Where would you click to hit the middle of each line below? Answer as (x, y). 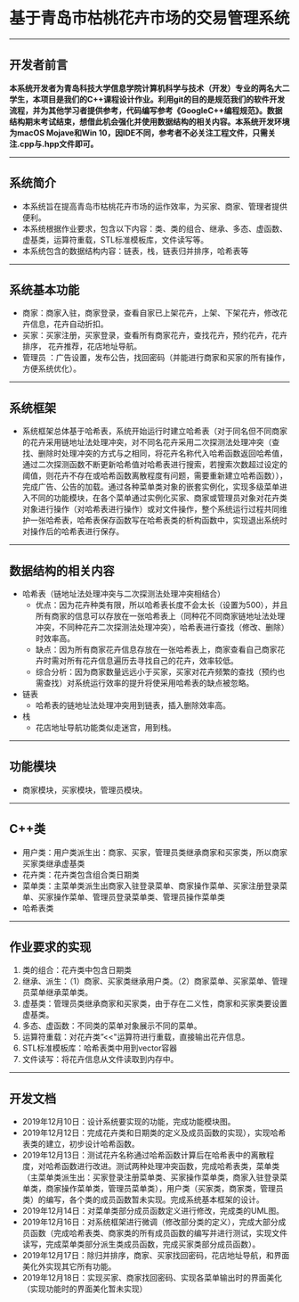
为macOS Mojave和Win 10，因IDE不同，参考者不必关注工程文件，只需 (139, 132)
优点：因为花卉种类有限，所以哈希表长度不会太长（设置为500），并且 (162, 605)
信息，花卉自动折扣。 (69, 324)
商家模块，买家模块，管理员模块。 (85, 789)
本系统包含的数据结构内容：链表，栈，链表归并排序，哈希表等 (135, 251)
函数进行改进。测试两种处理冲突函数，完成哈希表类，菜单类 (170, 1166)
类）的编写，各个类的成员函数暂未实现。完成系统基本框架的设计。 (143, 1199)
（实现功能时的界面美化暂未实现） (85, 1289)
